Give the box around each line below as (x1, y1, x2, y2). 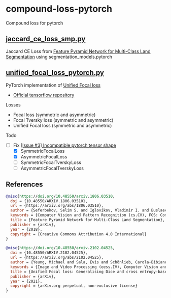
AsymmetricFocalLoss (20, 153, 67, 159)
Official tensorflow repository (13, 92, 75, 98)
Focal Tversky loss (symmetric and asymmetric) (13, 117, 114, 123)
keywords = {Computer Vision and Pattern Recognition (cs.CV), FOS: (10, 212, 158, 218)
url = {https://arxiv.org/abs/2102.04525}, (10, 255, 104, 260)
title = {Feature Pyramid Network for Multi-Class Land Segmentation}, (10, 218, 165, 223)
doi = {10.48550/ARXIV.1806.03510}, (10, 198, 88, 204)
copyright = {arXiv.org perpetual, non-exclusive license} (10, 283, 138, 288)
